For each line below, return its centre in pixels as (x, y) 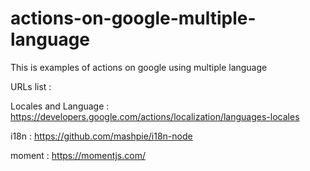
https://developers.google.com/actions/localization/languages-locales (155, 116)
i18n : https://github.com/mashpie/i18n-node (101, 136)
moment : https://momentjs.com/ (78, 155)
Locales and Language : (60, 106)
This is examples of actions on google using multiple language (139, 67)
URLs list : (31, 86)
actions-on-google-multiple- (133, 18)
